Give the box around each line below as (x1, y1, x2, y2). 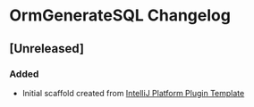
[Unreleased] (9, 41, 85, 56)
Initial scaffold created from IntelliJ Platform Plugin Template (21, 87, 245, 98)
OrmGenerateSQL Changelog (9, 5, 231, 26)
